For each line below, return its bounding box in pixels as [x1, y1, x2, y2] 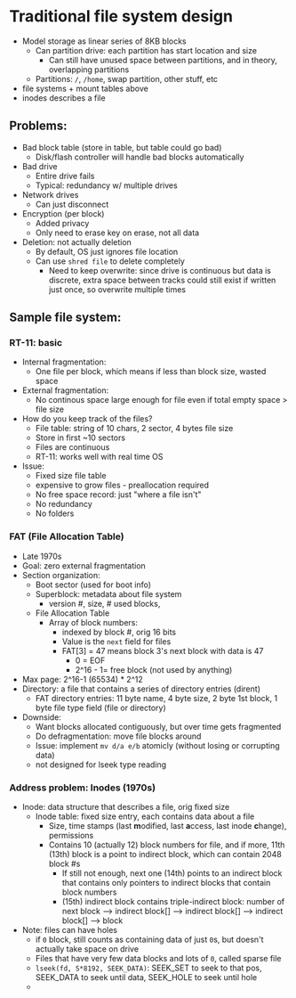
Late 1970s [21, 551, 62, 561]
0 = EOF [75, 655, 106, 666]
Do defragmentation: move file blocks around [35, 731, 202, 741]
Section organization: [21, 569, 100, 580]
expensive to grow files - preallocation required [35, 479, 210, 491]
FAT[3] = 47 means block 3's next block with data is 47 [61, 645, 264, 656]
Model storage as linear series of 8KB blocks [21, 36, 187, 46]
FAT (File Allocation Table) [9, 530, 124, 543]
